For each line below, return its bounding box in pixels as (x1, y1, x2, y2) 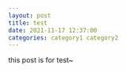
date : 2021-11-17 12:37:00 (8, 26, 97, 34)
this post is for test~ (8, 55, 74, 65)
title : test (8, 19, 48, 27)
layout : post (8, 11, 52, 20)
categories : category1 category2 (8, 33, 119, 42)
